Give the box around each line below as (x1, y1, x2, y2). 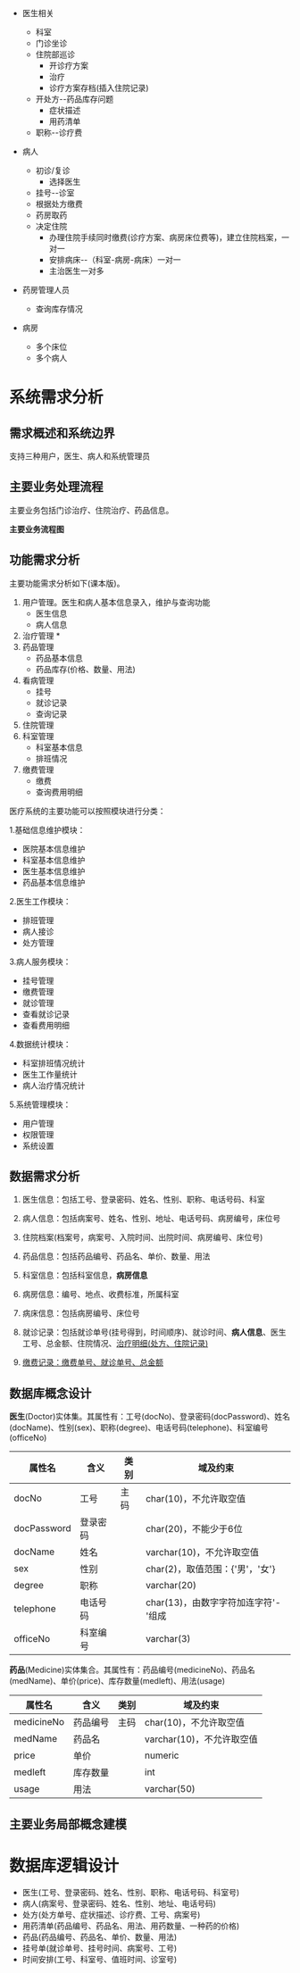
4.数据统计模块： (9, 1038, 71, 1049)
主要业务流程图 (9, 523, 64, 534)
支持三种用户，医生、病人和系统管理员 (9, 451, 150, 462)
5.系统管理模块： (9, 1099, 71, 1110)
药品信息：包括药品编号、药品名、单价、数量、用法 (21, 1251, 211, 1261)
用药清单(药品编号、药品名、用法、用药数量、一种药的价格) (21, 1920, 240, 1931)
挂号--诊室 (35, 187, 75, 198)
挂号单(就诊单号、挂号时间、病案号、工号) (21, 1943, 178, 1953)
